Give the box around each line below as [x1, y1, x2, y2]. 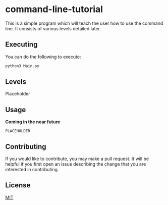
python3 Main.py [5, 63, 39, 69]
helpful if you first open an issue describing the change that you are [5, 161, 146, 167]
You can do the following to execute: [5, 54, 81, 60]
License [5, 181, 31, 190]
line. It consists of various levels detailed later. [5, 25, 101, 31]
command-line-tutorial [5, 4, 103, 15]
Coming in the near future [5, 119, 61, 125]
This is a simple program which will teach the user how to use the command [5, 20, 163, 26]
